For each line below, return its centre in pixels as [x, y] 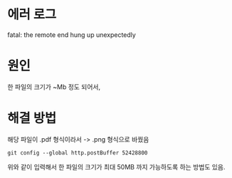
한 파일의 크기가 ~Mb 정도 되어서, [54, 87]
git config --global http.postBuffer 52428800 [78, 153]
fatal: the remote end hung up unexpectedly [72, 35]
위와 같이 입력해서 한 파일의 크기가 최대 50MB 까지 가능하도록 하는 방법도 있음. [116, 167]
